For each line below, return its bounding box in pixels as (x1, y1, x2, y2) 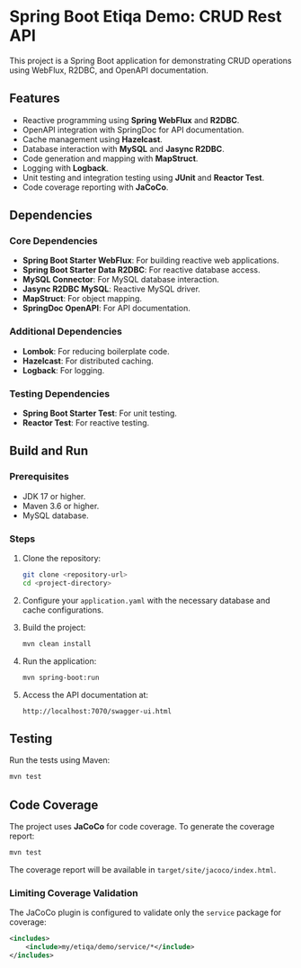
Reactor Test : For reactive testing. (22, 417, 150, 428)
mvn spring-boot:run (22, 673, 100, 682)
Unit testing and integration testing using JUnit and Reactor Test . (22, 172, 265, 183)
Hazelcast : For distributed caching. (22, 355, 155, 366)
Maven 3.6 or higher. (22, 500, 100, 511)
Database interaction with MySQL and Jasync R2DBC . (22, 143, 225, 154)
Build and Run (9, 444, 88, 459)
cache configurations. (22, 605, 104, 615)
